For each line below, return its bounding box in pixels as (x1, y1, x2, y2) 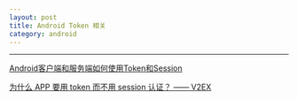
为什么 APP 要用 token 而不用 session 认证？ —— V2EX (9, 81, 212, 93)
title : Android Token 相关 (9, 21, 106, 30)
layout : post (9, 12, 58, 22)
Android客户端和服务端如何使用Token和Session (9, 63, 184, 73)
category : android (9, 29, 77, 38)
